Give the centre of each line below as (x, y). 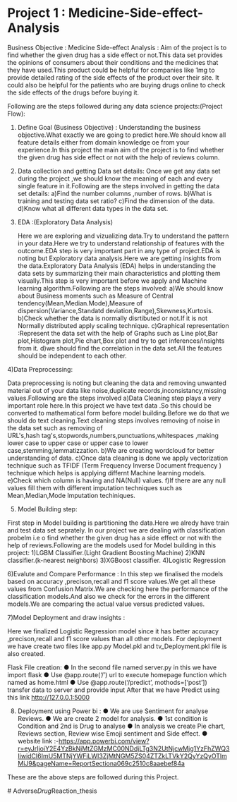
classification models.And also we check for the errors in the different (109, 596)
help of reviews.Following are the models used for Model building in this (112, 545)
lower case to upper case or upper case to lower (78, 443)
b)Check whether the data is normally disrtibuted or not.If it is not (113, 318)
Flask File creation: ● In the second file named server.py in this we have (112, 667)
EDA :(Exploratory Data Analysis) (65, 222)
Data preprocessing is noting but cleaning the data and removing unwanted (117, 383)
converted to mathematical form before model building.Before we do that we (119, 413)
